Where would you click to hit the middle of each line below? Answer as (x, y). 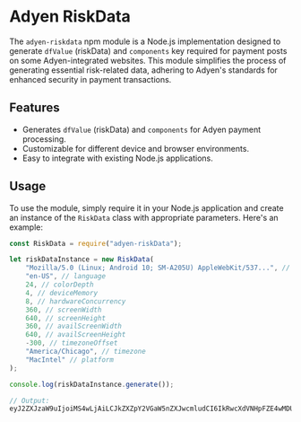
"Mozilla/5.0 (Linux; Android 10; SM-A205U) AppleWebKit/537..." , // (158, 268)
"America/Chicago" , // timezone (86, 352)
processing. (44, 139)
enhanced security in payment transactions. (90, 79)
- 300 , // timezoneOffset (72, 343)
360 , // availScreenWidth (74, 326)
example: (26, 227)
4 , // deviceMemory (62, 293)
